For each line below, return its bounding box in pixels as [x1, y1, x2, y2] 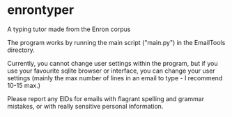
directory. [7, 46, 35, 54]
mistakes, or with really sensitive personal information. [7, 102, 164, 110]
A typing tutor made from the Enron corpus [7, 25, 131, 33]
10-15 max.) [7, 81, 40, 89]
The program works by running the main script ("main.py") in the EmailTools [7, 38, 226, 46]
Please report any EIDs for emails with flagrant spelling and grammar [7, 94, 204, 102]
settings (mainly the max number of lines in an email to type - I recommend [7, 73, 223, 82]
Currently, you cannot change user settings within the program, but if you [7, 59, 218, 67]
